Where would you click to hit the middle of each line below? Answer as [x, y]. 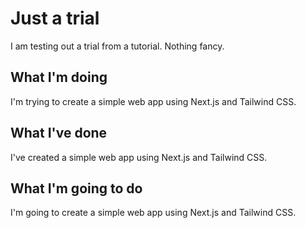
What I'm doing [59, 77]
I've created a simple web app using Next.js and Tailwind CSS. [139, 157]
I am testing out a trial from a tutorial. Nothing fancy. [117, 46]
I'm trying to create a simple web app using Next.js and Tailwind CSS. [153, 101]
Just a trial [55, 18]
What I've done [59, 133]
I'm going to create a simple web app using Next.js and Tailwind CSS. [153, 213]
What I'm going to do [76, 188]
